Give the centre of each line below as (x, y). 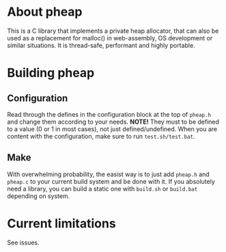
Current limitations (61, 223)
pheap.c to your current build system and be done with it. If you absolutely (111, 181)
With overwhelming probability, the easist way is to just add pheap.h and (108, 174)
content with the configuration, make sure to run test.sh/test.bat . (101, 136)
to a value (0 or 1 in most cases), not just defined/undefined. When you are (112, 129)
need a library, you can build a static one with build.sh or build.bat (102, 188)
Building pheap (51, 73)
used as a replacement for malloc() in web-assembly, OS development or (110, 38)
